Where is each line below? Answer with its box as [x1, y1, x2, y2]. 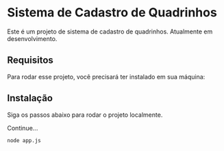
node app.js [7, 137, 41, 144]
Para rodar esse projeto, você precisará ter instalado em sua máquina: [7, 72, 206, 81]
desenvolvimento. [7, 34, 58, 42]
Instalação [7, 92, 53, 104]
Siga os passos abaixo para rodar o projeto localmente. [7, 111, 163, 119]
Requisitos [7, 55, 53, 66]
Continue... [7, 124, 38, 132]
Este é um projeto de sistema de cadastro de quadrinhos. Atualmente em [7, 27, 213, 36]
